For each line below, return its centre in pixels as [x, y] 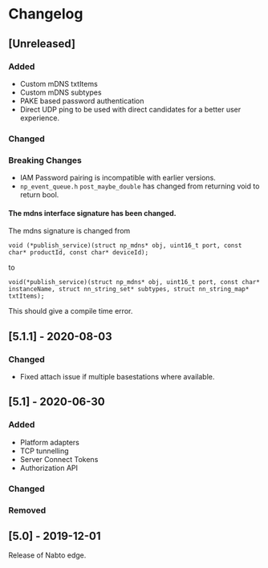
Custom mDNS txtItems [59, 83]
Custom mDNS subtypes [61, 92]
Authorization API [49, 468]
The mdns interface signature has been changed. [92, 213]
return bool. [39, 195]
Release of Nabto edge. [47, 555]
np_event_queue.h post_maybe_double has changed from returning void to [140, 186]
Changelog [46, 14]
